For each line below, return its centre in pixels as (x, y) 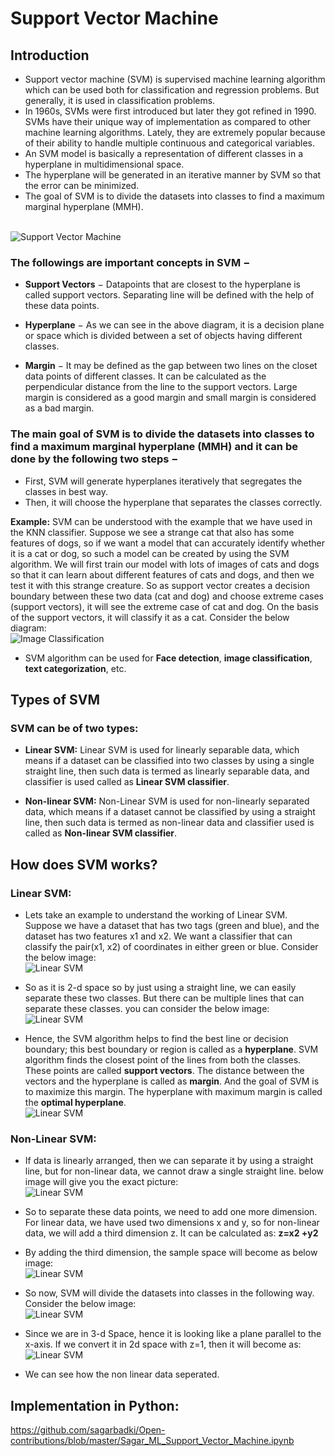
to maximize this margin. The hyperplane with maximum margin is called (173, 1091)
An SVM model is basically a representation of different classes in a (164, 153)
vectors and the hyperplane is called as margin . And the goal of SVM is (172, 1081)
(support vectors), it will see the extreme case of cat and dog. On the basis (164, 606)
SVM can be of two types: (74, 728)
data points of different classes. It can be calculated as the (145, 376)
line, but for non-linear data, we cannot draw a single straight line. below (174, 1171)
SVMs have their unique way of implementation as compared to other (168, 121)
